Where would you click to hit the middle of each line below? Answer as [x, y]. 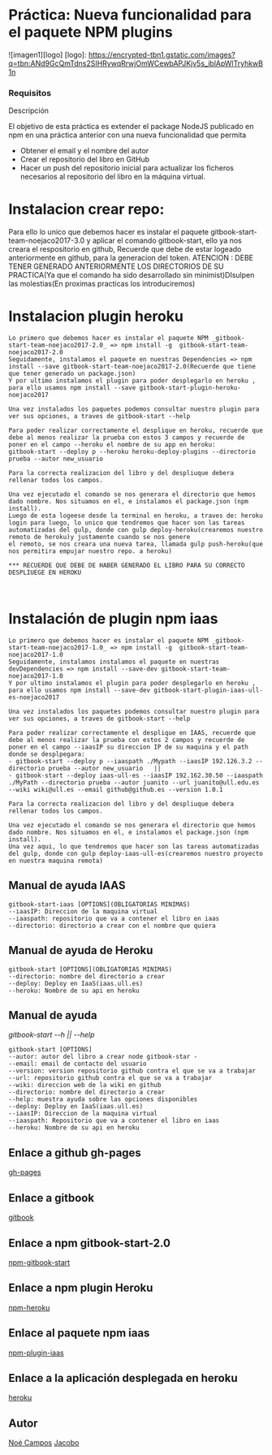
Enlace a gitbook [52, 1198]
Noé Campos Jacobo [44, 1443]
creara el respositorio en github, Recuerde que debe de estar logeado [125, 249]
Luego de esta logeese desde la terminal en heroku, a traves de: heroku [136, 516]
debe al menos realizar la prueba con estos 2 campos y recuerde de [127, 740]
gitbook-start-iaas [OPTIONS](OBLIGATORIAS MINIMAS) [99, 904]
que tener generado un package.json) [72, 374]
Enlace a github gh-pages [75, 1153]
